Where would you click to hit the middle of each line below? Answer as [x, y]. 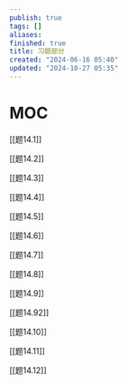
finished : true [38, 43]
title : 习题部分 [37, 52]
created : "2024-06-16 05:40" [64, 60]
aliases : [26, 34]
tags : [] [26, 26]
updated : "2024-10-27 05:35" [64, 69]
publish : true [36, 18]
